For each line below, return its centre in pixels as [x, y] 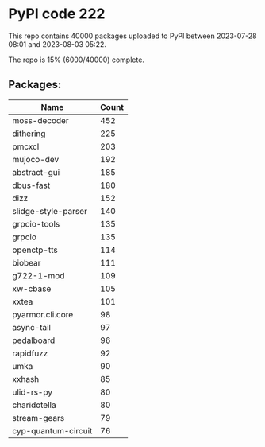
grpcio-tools [36, 223]
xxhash [26, 379]
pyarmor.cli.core [43, 314]
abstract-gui [36, 172]
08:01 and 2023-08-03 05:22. [58, 44]
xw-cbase [32, 289]
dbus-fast [31, 185]
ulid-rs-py [33, 392]
